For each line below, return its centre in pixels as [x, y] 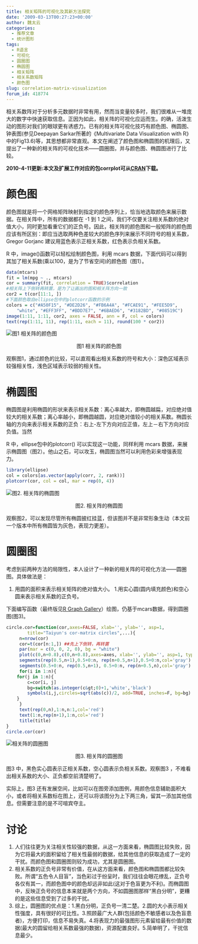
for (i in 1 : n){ [38, 671]
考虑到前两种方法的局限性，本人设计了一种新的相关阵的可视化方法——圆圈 [96, 569]
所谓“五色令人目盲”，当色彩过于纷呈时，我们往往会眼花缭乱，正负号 [108, 876]
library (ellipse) [27, 470]
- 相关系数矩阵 [27, 77]
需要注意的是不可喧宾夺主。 [55, 804]
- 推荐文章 [23, 34]
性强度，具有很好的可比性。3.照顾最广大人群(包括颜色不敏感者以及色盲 [100, 913]
